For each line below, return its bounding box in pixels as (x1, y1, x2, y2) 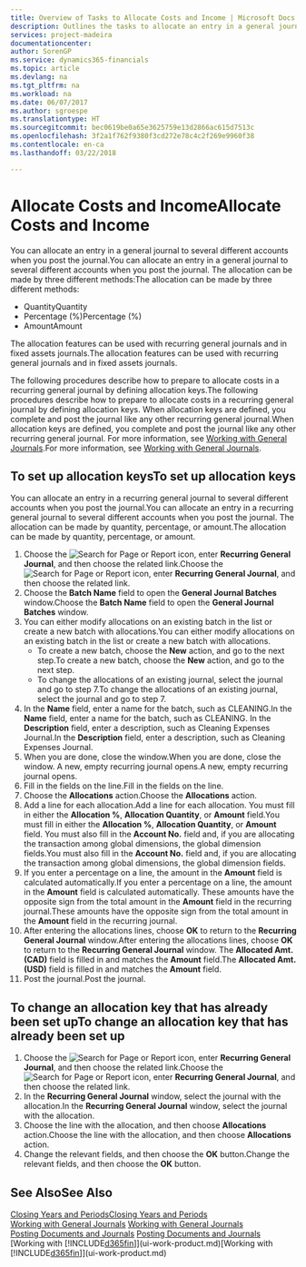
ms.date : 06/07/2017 (10, 97, 89, 107)
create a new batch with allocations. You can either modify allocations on (23, 626, 295, 637)
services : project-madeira (10, 30, 113, 39)
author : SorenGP (10, 47, 72, 56)
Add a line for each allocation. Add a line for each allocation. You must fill (23, 800, 295, 811)
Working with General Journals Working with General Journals (10, 1219, 244, 1229)
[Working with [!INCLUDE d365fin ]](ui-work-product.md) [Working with (10, 1238, 273, 1249)
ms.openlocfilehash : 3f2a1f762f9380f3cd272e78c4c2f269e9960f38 (10, 132, 255, 141)
